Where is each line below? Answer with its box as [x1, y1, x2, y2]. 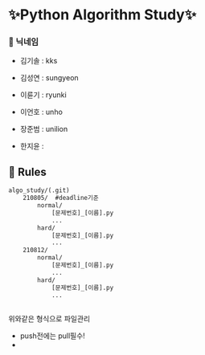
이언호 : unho [19, 107, 63, 117]
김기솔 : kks [19, 56, 58, 66]
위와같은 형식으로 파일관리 [8, 314, 91, 324]
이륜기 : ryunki [19, 90, 67, 100]
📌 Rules [8, 165, 47, 178]
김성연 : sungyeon [19, 73, 79, 83]
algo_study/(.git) [8, 186, 70, 194]
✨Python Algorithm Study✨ [8, 6, 197, 24]
